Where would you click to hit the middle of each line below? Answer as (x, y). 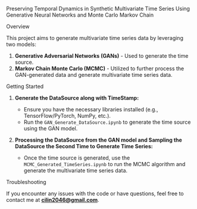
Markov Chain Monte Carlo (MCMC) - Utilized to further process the (99, 68)
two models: (21, 44)
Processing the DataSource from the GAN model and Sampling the (98, 140)
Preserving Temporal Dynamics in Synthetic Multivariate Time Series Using (98, 9)
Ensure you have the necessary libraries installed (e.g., (91, 109)
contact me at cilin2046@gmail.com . (53, 200)
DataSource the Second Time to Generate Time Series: (84, 146)
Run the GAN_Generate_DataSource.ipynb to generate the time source (107, 122)
